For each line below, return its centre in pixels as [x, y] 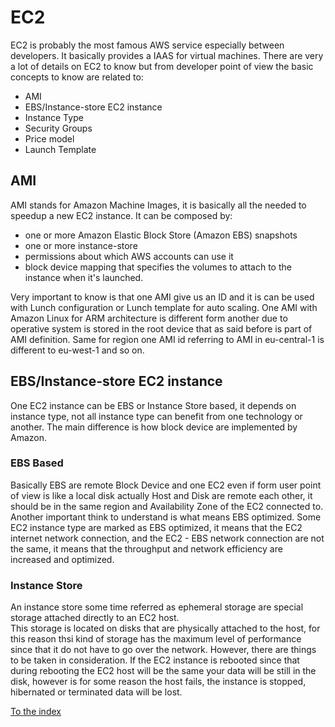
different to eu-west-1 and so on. [77, 350]
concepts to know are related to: [77, 77]
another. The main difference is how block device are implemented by [154, 427]
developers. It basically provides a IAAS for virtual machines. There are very [167, 55]
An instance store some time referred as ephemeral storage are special [157, 607]
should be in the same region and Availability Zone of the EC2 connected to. [167, 506]
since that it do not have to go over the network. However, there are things [163, 650]
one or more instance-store [81, 245]
